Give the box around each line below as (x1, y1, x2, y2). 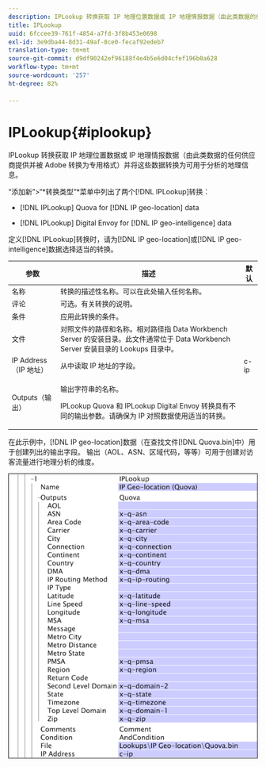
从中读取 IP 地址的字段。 (60, 361, 140, 370)
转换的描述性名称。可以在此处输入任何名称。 (60, 286, 207, 297)
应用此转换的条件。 (60, 312, 123, 321)
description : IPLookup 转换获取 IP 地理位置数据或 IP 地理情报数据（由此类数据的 (8, 13, 256, 21)
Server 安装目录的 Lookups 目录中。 (60, 343, 178, 353)
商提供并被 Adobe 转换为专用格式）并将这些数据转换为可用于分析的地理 (8, 160, 242, 170)
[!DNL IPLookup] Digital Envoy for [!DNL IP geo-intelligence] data (19, 218, 232, 228)
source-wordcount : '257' (8, 71, 90, 79)
